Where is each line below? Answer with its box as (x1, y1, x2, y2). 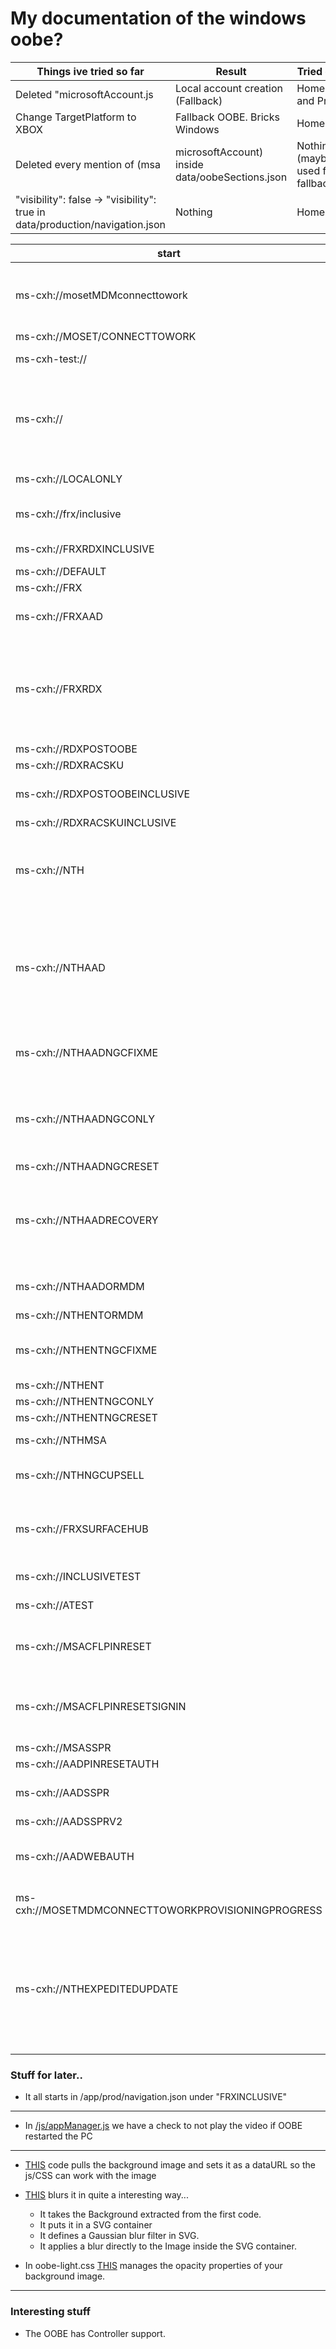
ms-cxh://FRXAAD (15, 609, 104, 623)
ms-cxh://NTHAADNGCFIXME (15, 1045, 159, 1059)
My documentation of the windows (10, 7, 307, 30)
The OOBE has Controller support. (24, 2327, 166, 2339)
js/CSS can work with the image (24, 2170, 157, 2182)
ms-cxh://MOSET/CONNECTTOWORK (15, 329, 197, 343)
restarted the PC (24, 2130, 93, 2142)
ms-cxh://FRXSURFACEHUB (15, 1522, 149, 1536)
